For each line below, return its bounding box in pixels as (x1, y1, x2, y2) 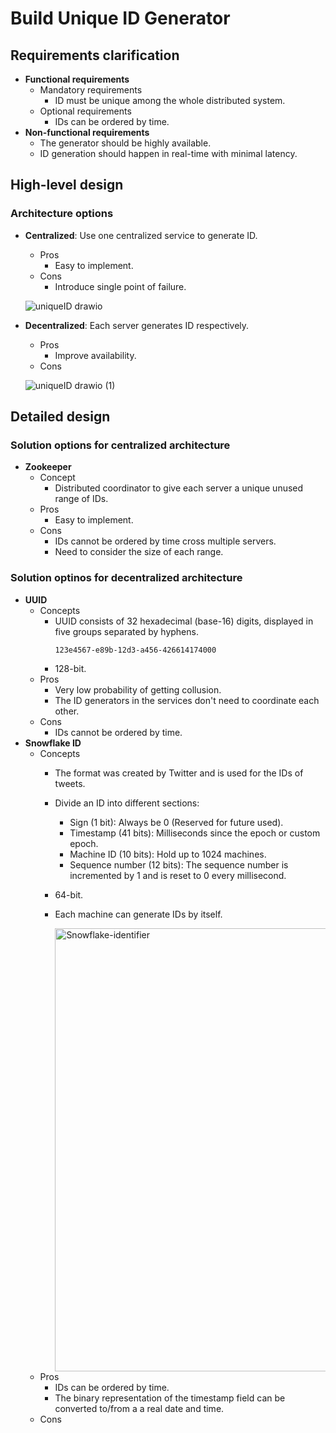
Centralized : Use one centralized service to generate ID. (24, 229, 258, 241)
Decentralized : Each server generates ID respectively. (24, 319, 250, 331)
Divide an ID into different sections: (54, 797, 200, 809)
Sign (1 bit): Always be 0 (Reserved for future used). (69, 816, 284, 828)
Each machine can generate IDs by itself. (54, 908, 223, 920)
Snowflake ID (24, 737, 82, 749)
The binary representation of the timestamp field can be (54, 1392, 286, 1404)
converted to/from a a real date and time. (54, 1402, 225, 1414)
